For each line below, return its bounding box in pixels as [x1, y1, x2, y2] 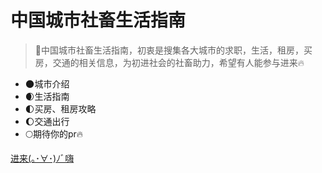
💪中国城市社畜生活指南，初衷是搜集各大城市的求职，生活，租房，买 [34, 44, 313, 56]
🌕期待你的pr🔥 [24, 127, 84, 140]
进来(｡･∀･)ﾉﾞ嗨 [10, 152, 75, 164]
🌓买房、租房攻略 [24, 102, 97, 115]
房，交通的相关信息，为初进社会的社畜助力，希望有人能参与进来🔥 [34, 56, 305, 68]
